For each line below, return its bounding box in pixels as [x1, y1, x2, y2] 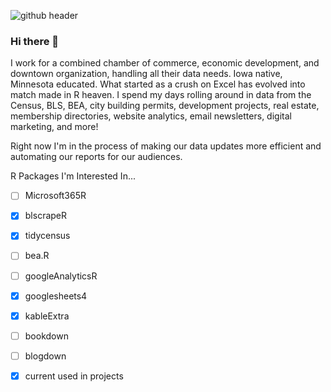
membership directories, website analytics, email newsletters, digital [10, 110, 292, 122]
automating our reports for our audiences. [10, 151, 183, 163]
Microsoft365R [24, 190, 87, 202]
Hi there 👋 [10, 34, 60, 48]
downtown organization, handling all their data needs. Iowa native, [10, 68, 283, 80]
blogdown [24, 350, 67, 362]
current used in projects [24, 370, 124, 382]
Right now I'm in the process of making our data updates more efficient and [10, 140, 322, 152]
